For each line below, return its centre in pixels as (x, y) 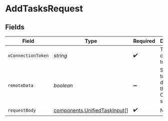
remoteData (20, 85)
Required (144, 41)
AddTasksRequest (44, 9)
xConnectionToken (28, 56)
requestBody (22, 110)
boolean (63, 85)
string (60, 56)
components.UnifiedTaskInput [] (91, 110)
